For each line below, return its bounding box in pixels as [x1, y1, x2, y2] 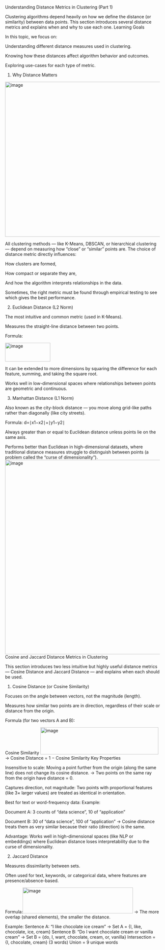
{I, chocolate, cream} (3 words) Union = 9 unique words [5, 939, 118, 945]
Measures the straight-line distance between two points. [5, 323, 119, 329]
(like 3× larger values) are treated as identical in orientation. [5, 790, 126, 796]
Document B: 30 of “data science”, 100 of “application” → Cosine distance [5, 818, 155, 824]
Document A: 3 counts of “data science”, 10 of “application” [5, 809, 126, 815]
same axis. [5, 434, 27, 440]
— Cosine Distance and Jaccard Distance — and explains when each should [5, 669, 160, 674]
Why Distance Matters [12, 72, 57, 78]
